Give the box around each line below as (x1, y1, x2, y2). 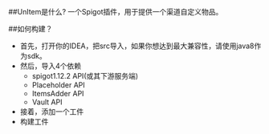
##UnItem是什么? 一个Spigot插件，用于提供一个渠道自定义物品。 (8, 7, 223, 16)
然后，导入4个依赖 (19, 61, 82, 71)
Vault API (31, 97, 63, 107)
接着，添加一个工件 (19, 107, 84, 116)
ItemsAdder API (31, 89, 84, 98)
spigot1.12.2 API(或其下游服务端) (31, 71, 139, 80)
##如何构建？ (8, 24, 53, 34)
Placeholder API (31, 80, 86, 90)
